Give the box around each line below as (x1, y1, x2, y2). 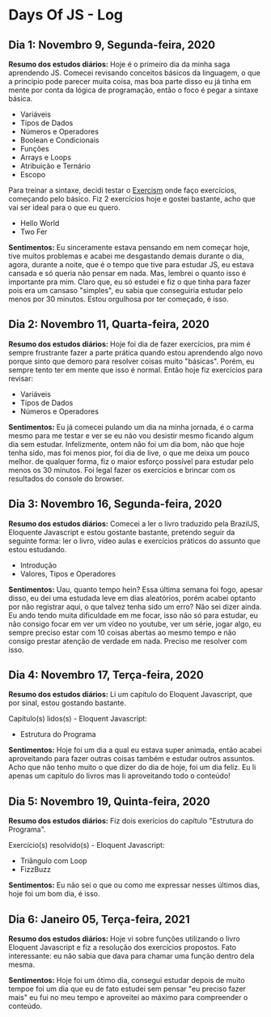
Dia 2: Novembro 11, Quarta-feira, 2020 (8, 317, 210, 331)
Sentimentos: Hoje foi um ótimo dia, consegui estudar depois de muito (8, 976, 245, 985)
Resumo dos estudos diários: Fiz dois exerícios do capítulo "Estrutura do (8, 816, 254, 826)
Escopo (19, 170, 46, 179)
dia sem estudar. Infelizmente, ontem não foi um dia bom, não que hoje (8, 439, 245, 449)
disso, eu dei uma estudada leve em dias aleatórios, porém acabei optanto (8, 593, 256, 602)
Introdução (19, 560, 57, 570)
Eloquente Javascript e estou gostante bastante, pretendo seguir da (8, 527, 235, 537)
